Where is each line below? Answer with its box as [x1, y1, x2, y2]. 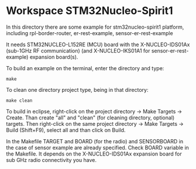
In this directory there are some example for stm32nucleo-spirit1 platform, [6, 23, 184, 30]
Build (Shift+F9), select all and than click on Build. [6, 126, 126, 133]
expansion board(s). [29, 53, 78, 60]
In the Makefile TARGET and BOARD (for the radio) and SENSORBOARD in [6, 137, 183, 144]
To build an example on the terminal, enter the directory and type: [6, 64, 164, 71]
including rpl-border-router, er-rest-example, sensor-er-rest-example [6, 29, 174, 36]
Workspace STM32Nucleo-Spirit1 [6, 4, 173, 18]
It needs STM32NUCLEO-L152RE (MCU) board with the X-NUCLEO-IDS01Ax [6, 41, 190, 48]
